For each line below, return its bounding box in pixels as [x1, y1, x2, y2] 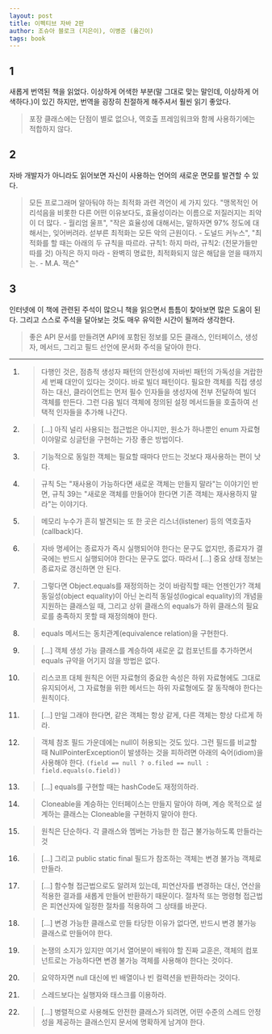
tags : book [9, 34, 46, 43]
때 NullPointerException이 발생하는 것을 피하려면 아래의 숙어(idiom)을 [40, 747, 264, 757]
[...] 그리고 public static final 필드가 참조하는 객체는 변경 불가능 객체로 [40, 853, 262, 863]
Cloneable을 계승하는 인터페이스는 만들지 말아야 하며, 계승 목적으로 [40, 799, 253, 809]
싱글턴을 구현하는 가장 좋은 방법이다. [69, 434, 184, 444]
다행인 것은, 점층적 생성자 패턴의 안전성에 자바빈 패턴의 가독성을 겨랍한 [40, 367, 263, 376]
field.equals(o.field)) [40, 767, 122, 775]
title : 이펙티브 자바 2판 [9, 19, 85, 27]
